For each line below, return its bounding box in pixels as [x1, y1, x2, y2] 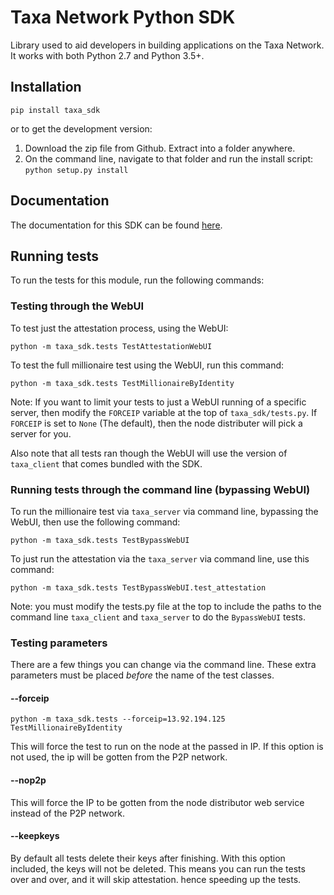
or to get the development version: [10, 122, 153, 135]
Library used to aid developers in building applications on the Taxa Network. [10, 39, 325, 51]
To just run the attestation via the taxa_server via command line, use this [10, 552, 310, 565]
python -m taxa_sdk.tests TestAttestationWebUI [10, 341, 213, 351]
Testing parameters [10, 636, 108, 650]
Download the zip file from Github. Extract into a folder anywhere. [24, 142, 296, 154]
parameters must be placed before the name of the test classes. [10, 669, 275, 681]
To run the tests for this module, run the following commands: [10, 274, 265, 286]
